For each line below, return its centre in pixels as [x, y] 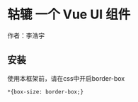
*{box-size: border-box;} [45, 92]
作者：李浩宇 [26, 35]
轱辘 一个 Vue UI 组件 [69, 15]
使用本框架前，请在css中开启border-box [66, 78]
